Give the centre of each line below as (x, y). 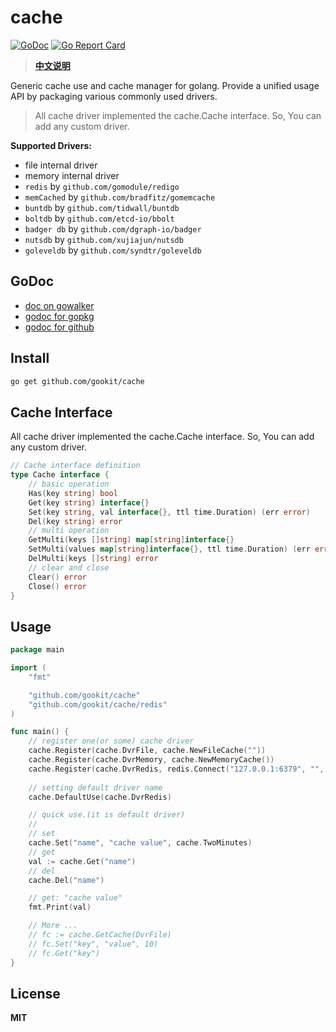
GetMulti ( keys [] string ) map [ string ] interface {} (131, 540)
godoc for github (59, 327)
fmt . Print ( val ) (60, 907)
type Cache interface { (60, 475)
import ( (28, 668)
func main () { (40, 732)
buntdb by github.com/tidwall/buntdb (102, 207)
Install (30, 358)
